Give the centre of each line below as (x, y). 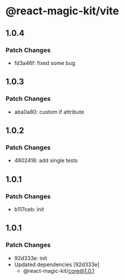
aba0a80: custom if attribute (49, 112)
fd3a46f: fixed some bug (45, 63)
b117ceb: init (29, 209)
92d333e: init (31, 258)
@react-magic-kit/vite (62, 11)
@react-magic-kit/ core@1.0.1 (59, 270)
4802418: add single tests (46, 161)
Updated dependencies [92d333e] (57, 264)
